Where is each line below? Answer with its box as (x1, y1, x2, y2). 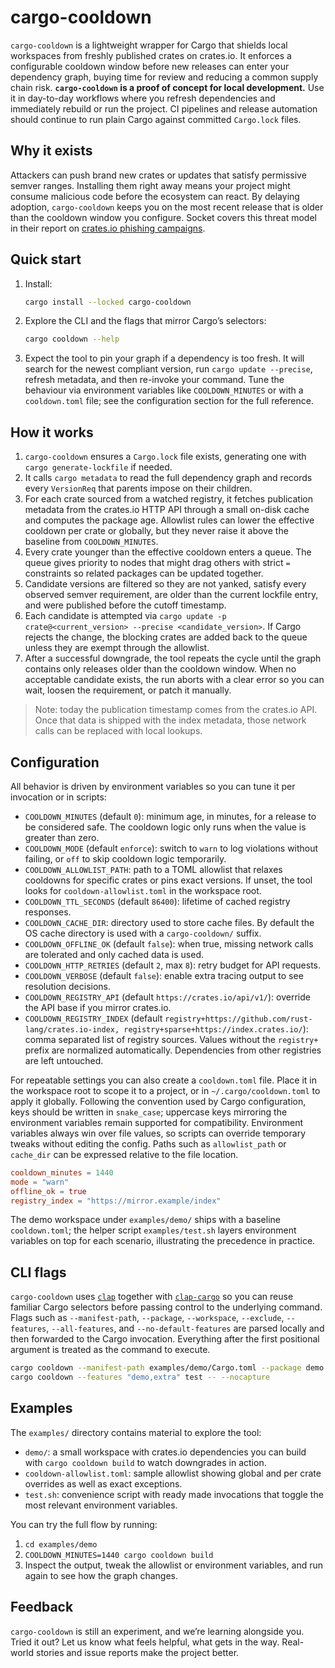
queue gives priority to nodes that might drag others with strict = (24, 557, 291, 569)
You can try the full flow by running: (10, 1518, 158, 1530)
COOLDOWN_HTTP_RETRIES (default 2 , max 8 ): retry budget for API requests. (24, 959, 321, 971)
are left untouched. (24, 1054, 104, 1066)
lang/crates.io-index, (24, 1024, 120, 1035)
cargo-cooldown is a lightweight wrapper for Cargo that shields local (10, 39, 288, 51)
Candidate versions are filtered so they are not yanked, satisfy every (24, 578, 307, 590)
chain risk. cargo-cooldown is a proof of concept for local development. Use (10, 81, 325, 93)
